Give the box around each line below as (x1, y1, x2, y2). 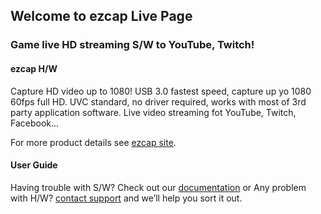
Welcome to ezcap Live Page (10, 8, 193, 25)
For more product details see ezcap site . (10, 136, 177, 148)
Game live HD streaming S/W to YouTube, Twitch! (10, 38, 255, 52)
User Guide (10, 159, 58, 171)
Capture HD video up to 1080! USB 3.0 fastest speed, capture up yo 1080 (10, 85, 312, 97)
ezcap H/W (10, 62, 58, 74)
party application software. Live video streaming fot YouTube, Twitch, (10, 106, 297, 118)
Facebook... (10, 117, 60, 129)
